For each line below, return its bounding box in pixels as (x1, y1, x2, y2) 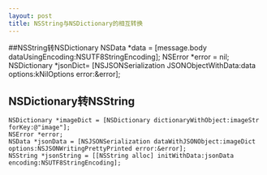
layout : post (8, 11, 53, 20)
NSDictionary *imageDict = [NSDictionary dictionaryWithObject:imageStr (8, 117, 260, 125)
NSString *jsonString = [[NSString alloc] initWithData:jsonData (8, 152, 234, 160)
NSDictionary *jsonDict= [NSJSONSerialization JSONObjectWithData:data (8, 60, 256, 70)
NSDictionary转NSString (8, 94, 136, 108)
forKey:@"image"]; (8, 123, 71, 132)
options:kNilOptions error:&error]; (8, 69, 121, 79)
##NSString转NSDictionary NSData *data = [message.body (8, 42, 207, 53)
